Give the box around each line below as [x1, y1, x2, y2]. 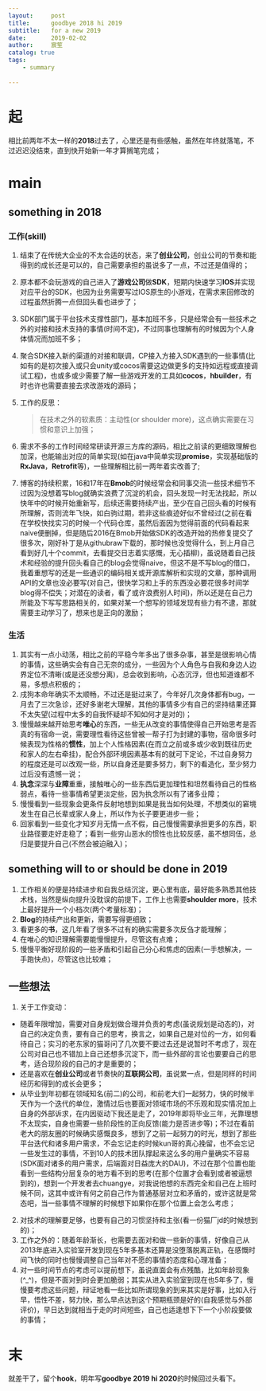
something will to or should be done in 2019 [8, 862, 228, 876]
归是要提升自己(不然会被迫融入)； [19, 838, 130, 848]
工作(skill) [8, 231, 48, 242]
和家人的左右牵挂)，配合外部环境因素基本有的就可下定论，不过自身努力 [19, 749, 253, 758]
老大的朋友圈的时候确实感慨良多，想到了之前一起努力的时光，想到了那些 [19, 1129, 256, 1138]
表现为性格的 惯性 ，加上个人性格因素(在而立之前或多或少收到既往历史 [26, 739, 253, 749]
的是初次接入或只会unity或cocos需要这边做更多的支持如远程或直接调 [33, 361, 258, 370]
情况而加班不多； [26, 334, 83, 343]
